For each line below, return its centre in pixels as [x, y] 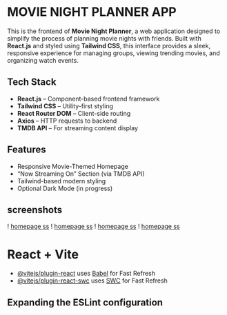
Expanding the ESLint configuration [85, 302]
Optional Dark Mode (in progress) [65, 188]
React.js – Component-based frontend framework [88, 99]
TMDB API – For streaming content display [78, 128]
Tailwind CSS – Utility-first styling [65, 106]
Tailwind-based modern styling [61, 181]
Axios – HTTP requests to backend [67, 121]
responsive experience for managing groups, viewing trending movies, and [113, 53]
